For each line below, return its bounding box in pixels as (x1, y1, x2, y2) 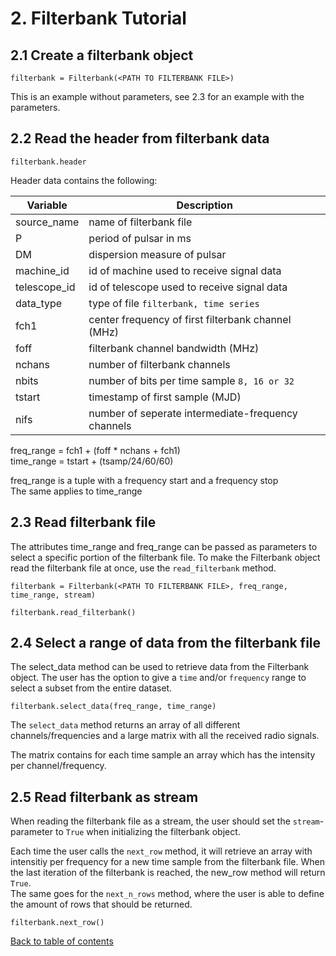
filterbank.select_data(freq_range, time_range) (10, 702, 217, 712)
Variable (26, 198, 68, 212)
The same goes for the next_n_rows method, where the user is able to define (10, 888, 325, 900)
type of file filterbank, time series (88, 296, 260, 310)
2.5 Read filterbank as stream (10, 788, 199, 806)
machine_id (15, 263, 70, 277)
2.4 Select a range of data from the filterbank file (10, 635, 322, 652)
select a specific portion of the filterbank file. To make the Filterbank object (10, 551, 321, 563)
